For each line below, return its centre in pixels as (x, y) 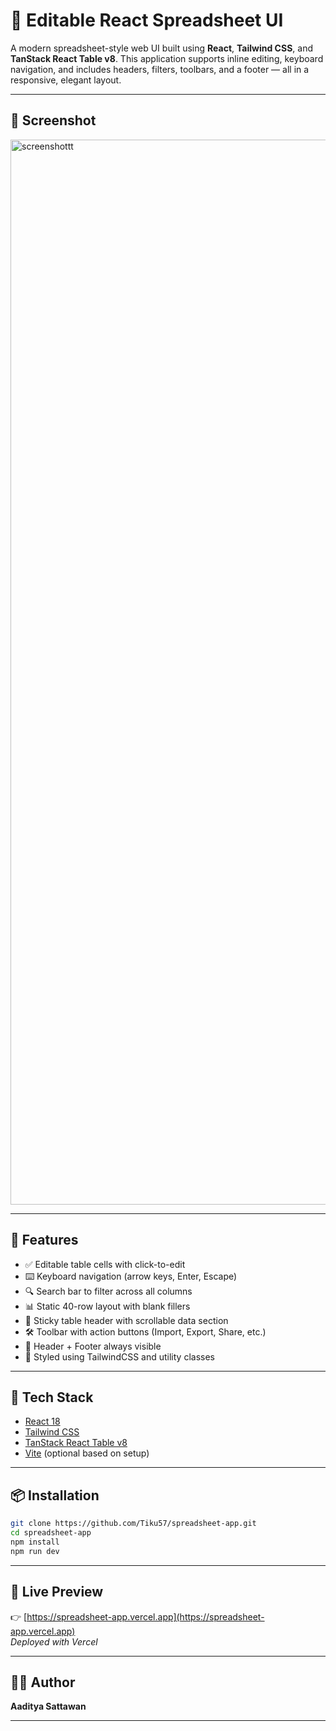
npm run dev (35, 1551)
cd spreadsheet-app (51, 1533)
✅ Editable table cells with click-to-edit (105, 1264)
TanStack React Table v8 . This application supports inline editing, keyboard (167, 58)
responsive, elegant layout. (66, 80)
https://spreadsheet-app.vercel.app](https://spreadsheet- (145, 1616)
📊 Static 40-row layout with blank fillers (107, 1306)
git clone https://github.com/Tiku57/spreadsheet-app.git (133, 1524)
